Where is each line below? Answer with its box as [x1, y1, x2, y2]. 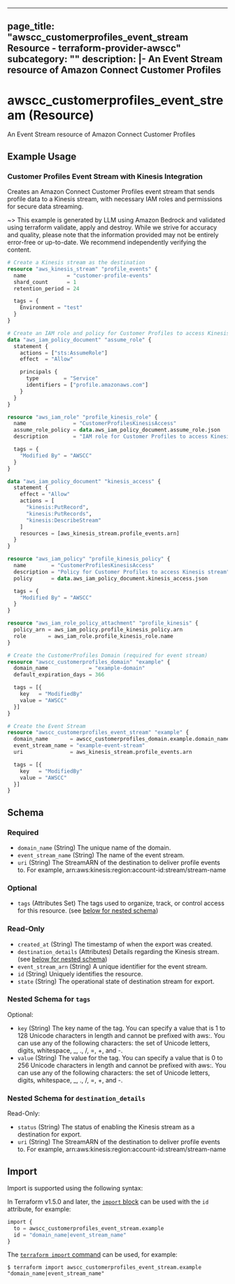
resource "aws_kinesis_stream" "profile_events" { [7, 265, 158, 273]
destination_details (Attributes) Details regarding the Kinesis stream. [17, 947, 220, 955]
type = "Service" [25, 375, 99, 382]
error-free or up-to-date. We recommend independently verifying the [7, 238, 207, 247]
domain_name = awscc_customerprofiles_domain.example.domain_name [13, 736, 230, 743]
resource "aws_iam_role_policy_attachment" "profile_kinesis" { [7, 620, 199, 627]
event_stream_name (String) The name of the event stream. [17, 850, 185, 859]
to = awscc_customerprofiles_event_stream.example [13, 1225, 164, 1232]
